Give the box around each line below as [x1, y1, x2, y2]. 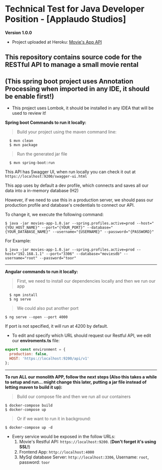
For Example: [5, 238, 31, 244]
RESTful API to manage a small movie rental [5, 61, 139, 69]
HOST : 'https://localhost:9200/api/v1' [9, 356, 90, 361]
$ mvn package [9, 143, 38, 148]
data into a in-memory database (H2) [5, 188, 79, 194]
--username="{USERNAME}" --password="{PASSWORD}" [52, 229, 154, 234]
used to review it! [12, 110, 47, 116]
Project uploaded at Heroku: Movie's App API [12, 39, 102, 45]
